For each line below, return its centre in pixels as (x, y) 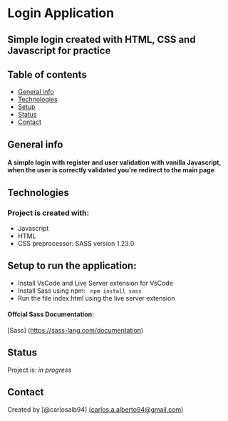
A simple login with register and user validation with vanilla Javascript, (114, 162)
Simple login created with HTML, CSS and (102, 40)
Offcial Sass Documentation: (51, 314)
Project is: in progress (40, 370)
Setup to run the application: (72, 266)
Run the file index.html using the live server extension (96, 298)
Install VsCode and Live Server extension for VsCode (95, 283)
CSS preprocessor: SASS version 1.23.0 (76, 244)
